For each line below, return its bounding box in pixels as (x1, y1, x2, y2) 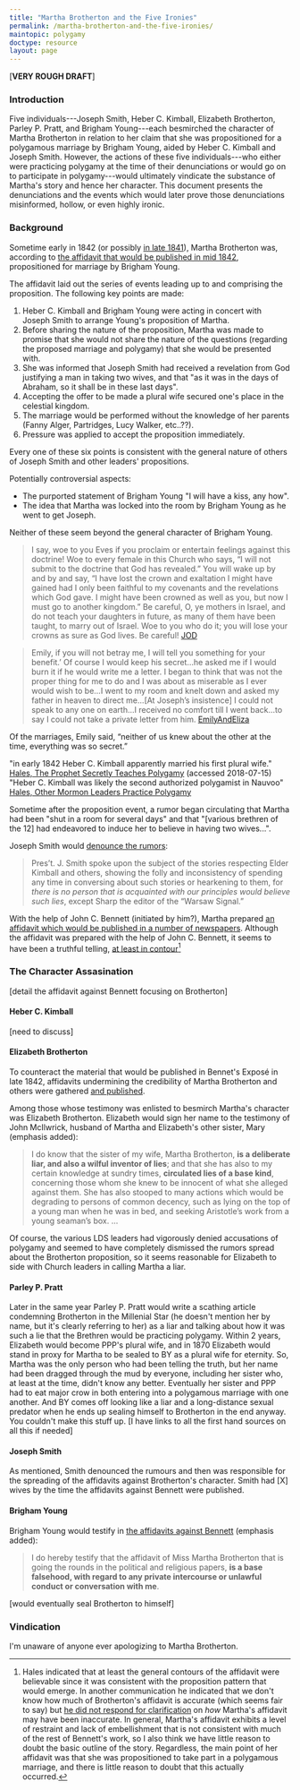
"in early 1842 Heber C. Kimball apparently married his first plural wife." (9, 758, 272, 768)
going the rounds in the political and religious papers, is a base (30, 1562, 263, 1572)
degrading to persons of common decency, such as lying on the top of (30, 1196, 291, 1207)
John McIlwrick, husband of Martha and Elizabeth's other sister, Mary (9, 1122, 266, 1133)
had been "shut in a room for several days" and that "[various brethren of (9, 813, 279, 824)
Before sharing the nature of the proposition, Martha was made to (21, 324, 264, 335)
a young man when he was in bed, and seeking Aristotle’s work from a (30, 1206, 289, 1217)
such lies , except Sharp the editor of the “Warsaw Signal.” (30, 895, 244, 906)
